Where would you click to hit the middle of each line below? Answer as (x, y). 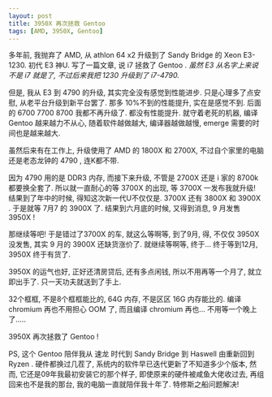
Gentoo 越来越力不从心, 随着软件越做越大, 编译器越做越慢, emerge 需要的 (131, 123)
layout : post (30, 16)
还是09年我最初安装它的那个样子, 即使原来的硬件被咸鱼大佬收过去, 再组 (145, 374)
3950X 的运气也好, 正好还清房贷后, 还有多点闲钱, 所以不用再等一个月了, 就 (132, 272)
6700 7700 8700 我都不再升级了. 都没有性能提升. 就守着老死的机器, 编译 (138, 113)
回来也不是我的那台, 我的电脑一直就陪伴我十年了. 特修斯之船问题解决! (124, 384)
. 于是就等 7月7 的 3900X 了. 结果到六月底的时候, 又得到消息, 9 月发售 (125, 209)
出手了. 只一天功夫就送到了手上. (68, 282)
